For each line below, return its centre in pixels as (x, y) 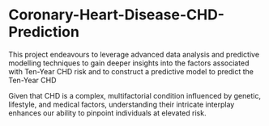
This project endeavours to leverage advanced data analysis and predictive (134, 54)
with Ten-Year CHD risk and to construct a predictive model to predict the (131, 71)
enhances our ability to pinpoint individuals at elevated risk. (107, 113)
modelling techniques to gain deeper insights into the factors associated (129, 63)
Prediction (44, 32)
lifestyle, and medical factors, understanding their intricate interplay (122, 104)
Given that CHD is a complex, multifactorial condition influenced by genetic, (135, 95)
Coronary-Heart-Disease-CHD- (117, 15)
